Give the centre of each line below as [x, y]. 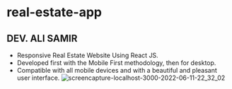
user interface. [38, 78]
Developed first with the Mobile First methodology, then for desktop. [116, 63]
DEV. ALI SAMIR [42, 38]
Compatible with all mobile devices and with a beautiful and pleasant [117, 70]
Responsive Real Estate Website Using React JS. [87, 55]
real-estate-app [54, 12]
